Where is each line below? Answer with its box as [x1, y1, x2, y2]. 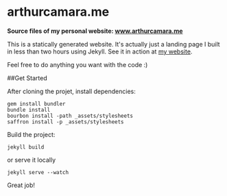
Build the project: [7, 130, 56, 138]
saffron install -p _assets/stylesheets [7, 118, 125, 125]
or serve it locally [7, 156, 56, 164]
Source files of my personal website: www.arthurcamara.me [7, 27, 183, 35]
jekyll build [7, 143, 45, 151]
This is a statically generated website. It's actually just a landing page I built [7, 40, 221, 48]
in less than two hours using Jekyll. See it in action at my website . [7, 47, 193, 56]
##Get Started [7, 73, 48, 82]
